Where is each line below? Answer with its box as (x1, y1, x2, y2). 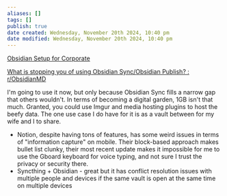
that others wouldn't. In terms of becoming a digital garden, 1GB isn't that (7, 95, 213, 103)
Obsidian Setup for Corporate (7, 54, 90, 62)
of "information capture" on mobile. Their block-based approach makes (16, 138, 219, 146)
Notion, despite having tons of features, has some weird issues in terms (16, 131, 219, 139)
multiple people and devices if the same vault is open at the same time (16, 174, 216, 182)
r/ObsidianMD (7, 75, 46, 83)
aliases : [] (7, 10, 41, 17)
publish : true (7, 23, 48, 29)
